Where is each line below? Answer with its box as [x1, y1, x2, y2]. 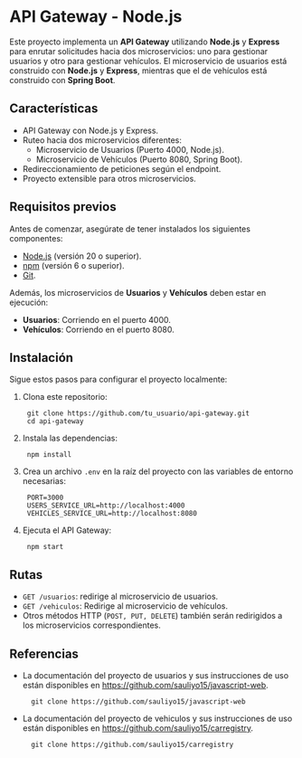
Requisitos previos [9, 199, 117, 214]
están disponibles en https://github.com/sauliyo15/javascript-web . [22, 680, 269, 690]
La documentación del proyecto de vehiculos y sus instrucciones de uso [22, 713, 293, 724]
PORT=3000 [26, 493, 64, 503]
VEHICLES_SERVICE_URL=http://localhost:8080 [26, 509, 197, 518]
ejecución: [9, 297, 49, 308]
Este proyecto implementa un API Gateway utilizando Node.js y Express [9, 36, 280, 47]
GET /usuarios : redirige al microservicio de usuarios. [22, 591, 219, 602]
